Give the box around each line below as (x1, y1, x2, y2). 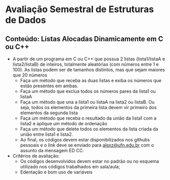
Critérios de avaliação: (12, 153, 60, 159)
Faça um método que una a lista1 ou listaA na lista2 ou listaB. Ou (20, 99, 155, 105)
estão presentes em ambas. (20, 83, 79, 89)
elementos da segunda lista (20, 110, 78, 116)
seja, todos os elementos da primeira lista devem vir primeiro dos (20, 104, 157, 110)
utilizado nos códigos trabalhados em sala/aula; (20, 164, 120, 169)
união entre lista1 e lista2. (20, 131, 73, 137)
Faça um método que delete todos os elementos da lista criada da (20, 126, 158, 132)
